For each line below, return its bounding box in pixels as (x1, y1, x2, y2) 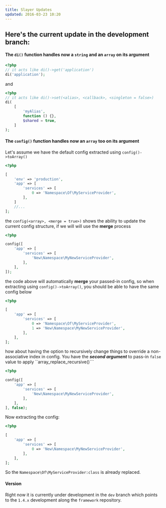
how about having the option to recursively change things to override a (5, 348, 150, 354)
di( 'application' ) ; (5, 72, 46, 77)
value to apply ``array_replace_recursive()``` (5, 359, 94, 365)
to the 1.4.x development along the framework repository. (5, 497, 122, 503)
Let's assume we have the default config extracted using (5, 149, 121, 155)
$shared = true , (23, 118, 56, 123)
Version (5, 481, 22, 487)
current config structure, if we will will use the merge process (5, 223, 131, 229)
